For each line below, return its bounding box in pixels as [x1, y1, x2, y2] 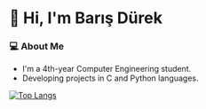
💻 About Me [9, 40, 65, 52]
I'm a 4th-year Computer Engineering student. [21, 64, 192, 74]
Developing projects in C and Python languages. [21, 73, 199, 83]
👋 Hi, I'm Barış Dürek [9, 8, 162, 28]
